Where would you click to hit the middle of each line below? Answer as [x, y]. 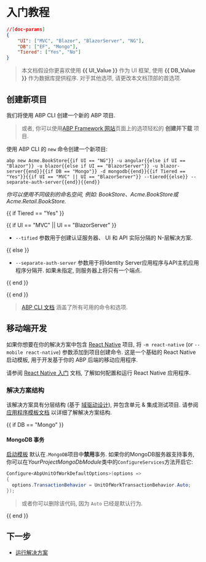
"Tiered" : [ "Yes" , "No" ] [49, 52]
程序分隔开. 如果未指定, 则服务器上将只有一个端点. [78, 270]
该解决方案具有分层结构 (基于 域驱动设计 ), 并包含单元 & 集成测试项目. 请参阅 [102, 405]
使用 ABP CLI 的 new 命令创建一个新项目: [57, 149]
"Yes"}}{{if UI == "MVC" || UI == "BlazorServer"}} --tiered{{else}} [97, 177]
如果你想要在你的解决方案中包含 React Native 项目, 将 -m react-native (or [100, 344]
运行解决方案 [31, 552]
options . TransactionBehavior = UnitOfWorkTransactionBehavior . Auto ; [101, 485]
